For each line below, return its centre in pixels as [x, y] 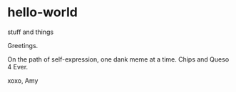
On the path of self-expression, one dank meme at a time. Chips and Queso [118, 59]
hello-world [43, 12]
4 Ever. [18, 67]
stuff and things [31, 32]
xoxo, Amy [23, 80]
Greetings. [23, 45]
